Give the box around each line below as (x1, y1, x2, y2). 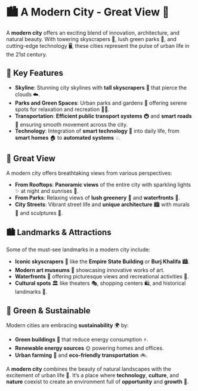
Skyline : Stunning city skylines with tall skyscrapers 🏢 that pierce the (14, 84, 187, 91)
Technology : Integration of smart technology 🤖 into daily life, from (14, 127, 180, 134)
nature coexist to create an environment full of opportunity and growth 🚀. (6, 378, 189, 386)
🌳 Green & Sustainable (6, 306, 91, 316)
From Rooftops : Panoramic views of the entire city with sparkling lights (14, 181, 191, 188)
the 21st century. (6, 51, 48, 58)
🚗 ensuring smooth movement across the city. (14, 121, 128, 128)
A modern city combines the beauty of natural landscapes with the (6, 365, 171, 372)
